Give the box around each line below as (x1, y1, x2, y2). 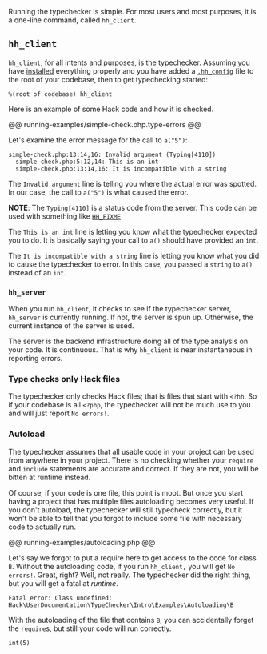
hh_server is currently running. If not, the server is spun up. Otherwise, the (8, 312, 254, 323)
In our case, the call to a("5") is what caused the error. (8, 187, 189, 197)
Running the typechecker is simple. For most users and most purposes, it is (8, 7, 257, 16)
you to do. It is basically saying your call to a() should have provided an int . (8, 235, 259, 245)
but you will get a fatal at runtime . (8, 578, 118, 588)
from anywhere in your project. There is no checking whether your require (8, 455, 254, 465)
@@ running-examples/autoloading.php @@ (8, 537, 156, 547)
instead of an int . (8, 267, 66, 277)
